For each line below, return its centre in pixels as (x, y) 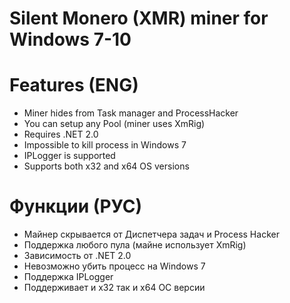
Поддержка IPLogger (68, 277)
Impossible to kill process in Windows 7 (105, 145)
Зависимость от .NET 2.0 (77, 256)
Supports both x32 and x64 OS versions (106, 166)
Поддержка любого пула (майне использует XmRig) (135, 245)
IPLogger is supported (69, 156)
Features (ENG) (74, 85)
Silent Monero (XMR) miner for (139, 18)
